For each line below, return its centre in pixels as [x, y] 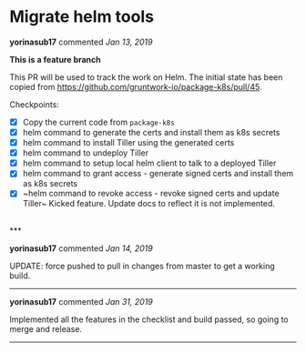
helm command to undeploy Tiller [85, 153]
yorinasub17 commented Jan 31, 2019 [81, 302]
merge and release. [46, 329]
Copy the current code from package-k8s [98, 122]
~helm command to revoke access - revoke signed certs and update [151, 194]
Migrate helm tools [82, 17]
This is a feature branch [56, 59]
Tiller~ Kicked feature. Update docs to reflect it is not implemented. [149, 204]
